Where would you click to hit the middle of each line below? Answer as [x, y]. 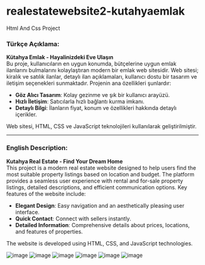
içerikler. [26, 115]
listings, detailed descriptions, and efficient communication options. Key [97, 187]
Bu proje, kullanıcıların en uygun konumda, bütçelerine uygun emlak [92, 64]
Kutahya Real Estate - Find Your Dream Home [65, 161]
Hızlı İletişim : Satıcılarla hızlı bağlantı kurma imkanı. [80, 101]
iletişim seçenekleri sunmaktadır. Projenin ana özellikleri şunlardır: [89, 83]
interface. [27, 212]
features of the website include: [46, 194]
